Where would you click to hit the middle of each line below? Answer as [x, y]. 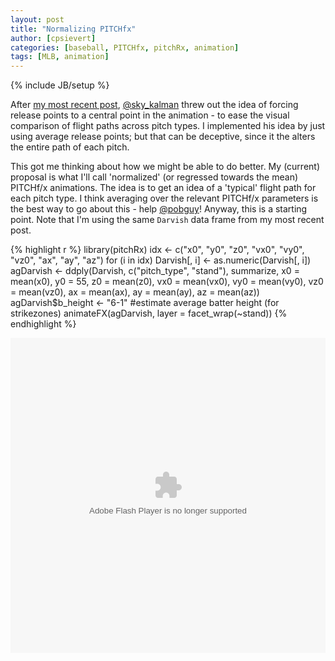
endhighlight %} [43, 324]
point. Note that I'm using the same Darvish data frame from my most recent [167, 220]
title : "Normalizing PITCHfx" [73, 29]
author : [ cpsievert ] [53, 38]
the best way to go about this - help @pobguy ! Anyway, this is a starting [159, 209]
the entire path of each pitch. [70, 147]
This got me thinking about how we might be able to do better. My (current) [165, 167]
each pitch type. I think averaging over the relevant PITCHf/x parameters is [164, 198]
